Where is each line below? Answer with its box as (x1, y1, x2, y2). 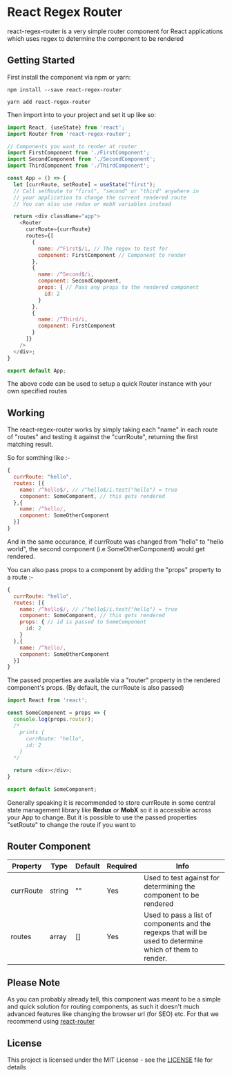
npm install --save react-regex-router (7, 86, 122, 94)
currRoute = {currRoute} (25, 226, 91, 233)
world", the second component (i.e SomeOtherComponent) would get (7, 544, 205, 553)
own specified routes (7, 387, 68, 395)
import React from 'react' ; (7, 697, 88, 704)
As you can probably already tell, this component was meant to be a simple (7, 995, 221, 1004)
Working (7, 407, 45, 419)
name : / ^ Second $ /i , (37, 271, 95, 278)
